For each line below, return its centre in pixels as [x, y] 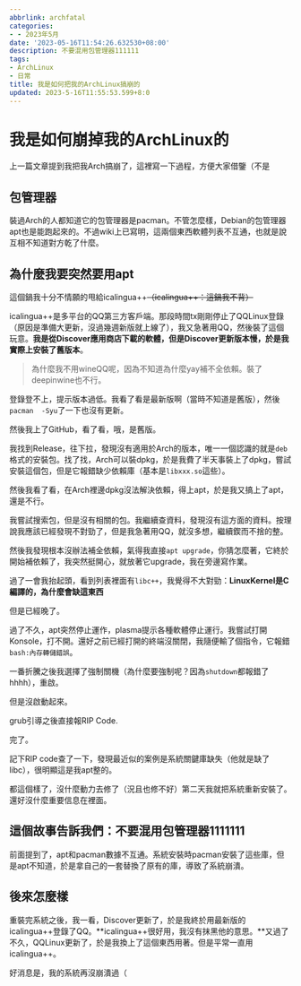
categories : [31, 26]
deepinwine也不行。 [69, 380]
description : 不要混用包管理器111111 [74, 51]
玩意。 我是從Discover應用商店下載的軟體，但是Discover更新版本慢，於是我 [149, 339]
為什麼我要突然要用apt [72, 274]
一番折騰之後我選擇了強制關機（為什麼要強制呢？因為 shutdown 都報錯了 [139, 671]
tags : [19, 59]
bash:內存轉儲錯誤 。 [43, 653]
